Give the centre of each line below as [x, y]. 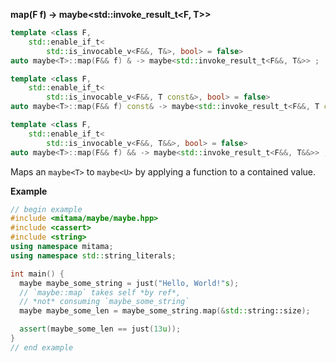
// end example [42, 347]
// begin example [46, 209]
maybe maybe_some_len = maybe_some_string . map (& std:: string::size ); [165, 311]
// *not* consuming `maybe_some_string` [104, 302]
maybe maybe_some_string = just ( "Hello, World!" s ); [129, 283]
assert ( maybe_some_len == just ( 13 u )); [100, 329]
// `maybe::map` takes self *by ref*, [100, 292]
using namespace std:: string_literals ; [93, 255]
